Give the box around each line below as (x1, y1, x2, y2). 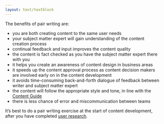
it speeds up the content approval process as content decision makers (12, 67, 155, 73)
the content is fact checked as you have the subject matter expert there (12, 51, 158, 57)
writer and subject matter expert (12, 82, 78, 89)
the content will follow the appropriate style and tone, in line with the (12, 88, 152, 93)
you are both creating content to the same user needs (12, 30, 122, 36)
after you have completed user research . (5, 113, 88, 119)
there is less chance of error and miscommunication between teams (12, 98, 151, 104)
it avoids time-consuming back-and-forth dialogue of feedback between (12, 77, 160, 83)
